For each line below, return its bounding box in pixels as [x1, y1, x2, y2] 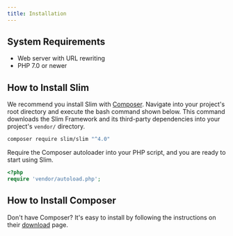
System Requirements [7, 36, 106, 48]
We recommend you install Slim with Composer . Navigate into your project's [7, 100, 225, 108]
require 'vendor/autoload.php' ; [7, 176, 101, 183]
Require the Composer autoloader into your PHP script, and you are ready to [7, 149, 226, 157]
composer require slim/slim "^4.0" [7, 136, 111, 143]
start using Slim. [7, 155, 54, 164]
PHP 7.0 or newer [17, 62, 67, 70]
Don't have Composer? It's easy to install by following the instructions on [7, 213, 216, 221]
